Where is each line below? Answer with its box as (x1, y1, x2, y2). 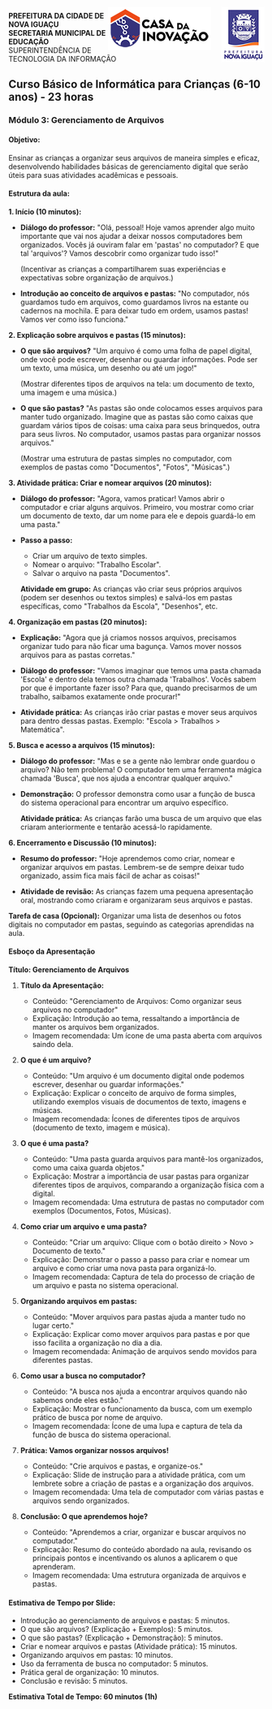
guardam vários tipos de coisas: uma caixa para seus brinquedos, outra (19, 420, 261, 430)
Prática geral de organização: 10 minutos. (19, 1668, 160, 1677)
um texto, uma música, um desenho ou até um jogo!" (19, 363, 197, 373)
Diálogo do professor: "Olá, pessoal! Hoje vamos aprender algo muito (19, 223, 256, 232)
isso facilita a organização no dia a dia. (32, 1338, 162, 1348)
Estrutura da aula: (8, 188, 71, 198)
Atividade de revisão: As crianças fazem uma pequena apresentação (19, 886, 254, 896)
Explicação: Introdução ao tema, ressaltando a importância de (32, 1013, 240, 1023)
